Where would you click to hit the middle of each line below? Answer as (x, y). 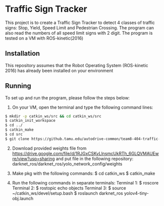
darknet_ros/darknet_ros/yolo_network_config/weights (67, 164)
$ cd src (14, 135)
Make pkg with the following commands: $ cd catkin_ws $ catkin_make (83, 173)
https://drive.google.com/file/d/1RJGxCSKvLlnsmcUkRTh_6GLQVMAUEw (85, 153)
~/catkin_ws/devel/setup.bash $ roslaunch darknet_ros (68, 193)
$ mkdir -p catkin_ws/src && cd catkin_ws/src (53, 116)
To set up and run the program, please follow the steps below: (68, 98)
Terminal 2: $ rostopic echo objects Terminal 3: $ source (69, 188)
